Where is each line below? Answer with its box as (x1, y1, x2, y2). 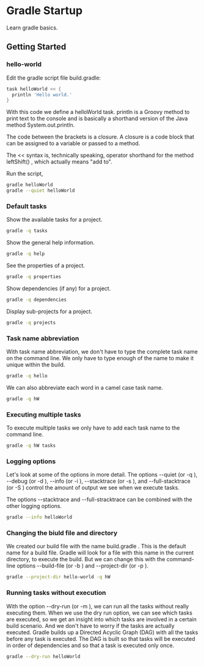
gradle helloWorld (6, 182, 53, 188)
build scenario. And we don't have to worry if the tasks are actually (6, 622, 175, 629)
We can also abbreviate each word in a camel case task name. (6, 384, 164, 391)
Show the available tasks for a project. (6, 216, 103, 224)
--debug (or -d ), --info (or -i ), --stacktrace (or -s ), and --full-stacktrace (6, 477, 191, 485)
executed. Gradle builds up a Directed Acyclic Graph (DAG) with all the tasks (6, 629, 199, 636)
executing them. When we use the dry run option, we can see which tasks (6, 609, 192, 616)
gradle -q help (6, 251, 45, 257)
